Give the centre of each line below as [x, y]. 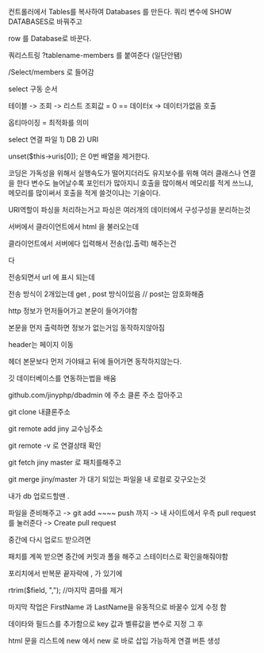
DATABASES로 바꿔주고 [46, 21]
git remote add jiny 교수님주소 [55, 429]
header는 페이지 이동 [41, 344]
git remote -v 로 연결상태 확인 [55, 445]
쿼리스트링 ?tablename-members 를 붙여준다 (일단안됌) [96, 55]
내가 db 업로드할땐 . [39, 496]
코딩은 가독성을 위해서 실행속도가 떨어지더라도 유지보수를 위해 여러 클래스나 [125, 173]
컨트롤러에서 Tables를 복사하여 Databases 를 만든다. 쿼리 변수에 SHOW [120, 11]
